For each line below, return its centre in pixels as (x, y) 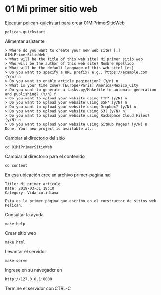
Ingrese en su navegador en (34, 270)
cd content (16, 165)
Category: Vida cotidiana (32, 193)
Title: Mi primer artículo (33, 184)
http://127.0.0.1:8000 (28, 279)
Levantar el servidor (26, 251)
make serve (16, 260)
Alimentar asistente (25, 41)
